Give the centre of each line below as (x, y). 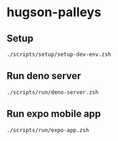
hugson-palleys (54, 12)
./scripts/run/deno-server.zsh (53, 92)
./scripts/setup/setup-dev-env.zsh (59, 54)
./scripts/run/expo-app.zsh (48, 130)
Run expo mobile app (54, 114)
